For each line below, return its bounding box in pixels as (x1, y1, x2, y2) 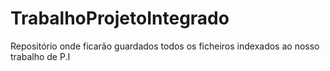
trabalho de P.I (10, 50, 71, 62)
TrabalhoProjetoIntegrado (10, 7, 230, 30)
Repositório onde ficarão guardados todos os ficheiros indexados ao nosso (10, 40, 320, 52)
